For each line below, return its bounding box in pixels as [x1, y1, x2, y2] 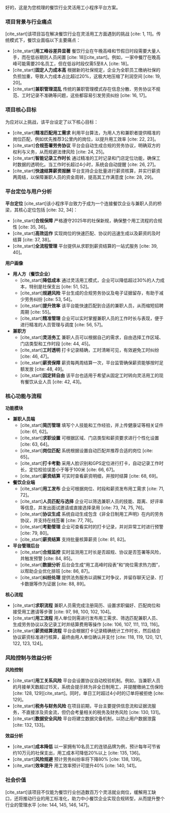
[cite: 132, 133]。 [12, 722, 48, 728]
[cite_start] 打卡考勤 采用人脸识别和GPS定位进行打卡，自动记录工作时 [20, 460, 164, 466]
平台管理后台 [12, 543, 39, 549]
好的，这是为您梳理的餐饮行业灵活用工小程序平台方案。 [5, 5, 120, 10]
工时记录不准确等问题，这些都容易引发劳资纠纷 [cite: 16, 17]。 [21, 92, 150, 98]
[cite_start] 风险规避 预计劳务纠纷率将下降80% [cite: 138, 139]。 [12, 756, 145, 762]
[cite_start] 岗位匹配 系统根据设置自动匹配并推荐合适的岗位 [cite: [20, 448, 153, 454]
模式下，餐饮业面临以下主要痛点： [9, 37, 81, 43]
